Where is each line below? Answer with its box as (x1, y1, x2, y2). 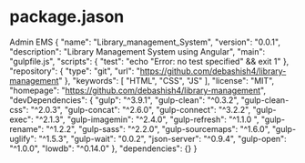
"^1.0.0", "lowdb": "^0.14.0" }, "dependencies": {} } (9, 143, 198, 154)
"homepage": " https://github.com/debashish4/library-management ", (9, 85, 267, 96)
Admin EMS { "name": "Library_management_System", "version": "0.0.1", (9, 36, 280, 47)
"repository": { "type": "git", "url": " (9, 66, 141, 76)
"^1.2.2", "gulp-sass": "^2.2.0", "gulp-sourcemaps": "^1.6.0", (46, 123, 270, 134)
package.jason (9, 6, 125, 27)
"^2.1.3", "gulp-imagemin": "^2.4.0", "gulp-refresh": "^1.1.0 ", (35, 114, 259, 125)
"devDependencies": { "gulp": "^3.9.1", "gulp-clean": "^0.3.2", (9, 94, 239, 106)
